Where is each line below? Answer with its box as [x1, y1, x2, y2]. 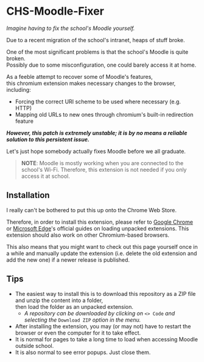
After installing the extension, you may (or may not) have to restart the [15, 322, 191, 330]
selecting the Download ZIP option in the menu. [24, 316, 141, 323]
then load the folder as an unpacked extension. [15, 303, 134, 310]
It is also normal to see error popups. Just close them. [15, 349, 151, 356]
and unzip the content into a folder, [15, 297, 104, 304]
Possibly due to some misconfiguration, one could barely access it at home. [6, 61, 197, 68]
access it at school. [21, 172, 70, 180]
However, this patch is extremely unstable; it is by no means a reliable [6, 129, 188, 136]
